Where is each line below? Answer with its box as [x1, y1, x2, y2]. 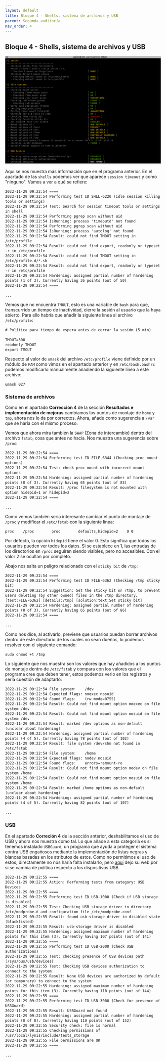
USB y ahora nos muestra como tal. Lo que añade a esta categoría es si [5, 838, 151, 844]
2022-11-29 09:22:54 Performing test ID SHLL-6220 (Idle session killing [5, 194, 161, 199]
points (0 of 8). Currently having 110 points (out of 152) [5, 1018, 132, 1023]
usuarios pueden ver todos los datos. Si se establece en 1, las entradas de [5, 543, 156, 549]
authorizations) [5, 949, 39, 954]
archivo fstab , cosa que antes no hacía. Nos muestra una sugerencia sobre [5, 435, 159, 441]
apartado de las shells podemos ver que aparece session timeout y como [5, 174, 157, 180]
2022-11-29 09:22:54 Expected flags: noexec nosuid [5, 692, 114, 697]
